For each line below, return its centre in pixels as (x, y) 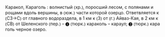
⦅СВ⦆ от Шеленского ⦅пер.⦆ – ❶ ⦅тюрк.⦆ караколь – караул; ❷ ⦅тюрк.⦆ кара (82, 24)
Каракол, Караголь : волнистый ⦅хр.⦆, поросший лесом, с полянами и (79, 7)
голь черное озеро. (26, 29)
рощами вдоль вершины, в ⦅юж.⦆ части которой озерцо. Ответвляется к (82, 13)
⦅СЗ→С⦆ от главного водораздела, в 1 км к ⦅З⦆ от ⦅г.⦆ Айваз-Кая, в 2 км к (82, 18)
